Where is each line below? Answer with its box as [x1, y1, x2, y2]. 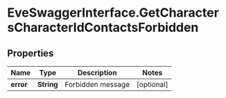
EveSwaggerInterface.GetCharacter [7, 5, 220, 21]
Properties [7, 47, 54, 59]
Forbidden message [64, 80, 130, 89]
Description [77, 68, 117, 77]
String [37, 80, 58, 89]
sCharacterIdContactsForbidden [7, 19, 199, 35]
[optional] [136, 80, 168, 89]
